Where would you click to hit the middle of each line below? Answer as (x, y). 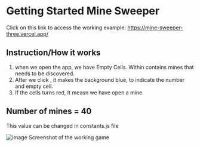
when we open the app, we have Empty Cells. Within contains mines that (104, 67)
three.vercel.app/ (27, 33)
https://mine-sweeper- (155, 27)
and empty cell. (34, 86)
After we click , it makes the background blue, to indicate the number (100, 79)
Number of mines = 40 (49, 111)
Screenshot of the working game (69, 137)
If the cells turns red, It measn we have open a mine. (79, 92)
